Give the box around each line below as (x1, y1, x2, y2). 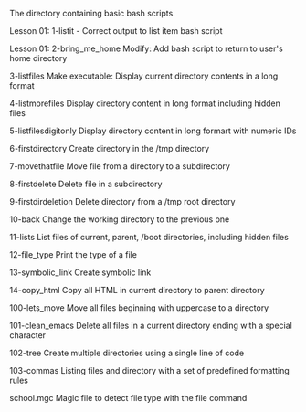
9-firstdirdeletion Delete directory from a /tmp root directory (9, 196, 236, 206)
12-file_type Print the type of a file (9, 249, 137, 259)
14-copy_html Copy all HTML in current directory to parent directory (9, 285, 265, 295)
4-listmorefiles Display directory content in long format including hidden (9, 98, 281, 109)
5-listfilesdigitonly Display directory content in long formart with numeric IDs (9, 125, 297, 136)
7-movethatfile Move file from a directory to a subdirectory (9, 161, 231, 172)
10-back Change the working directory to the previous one (9, 214, 230, 225)
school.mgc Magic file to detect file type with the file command (9, 393, 248, 403)
